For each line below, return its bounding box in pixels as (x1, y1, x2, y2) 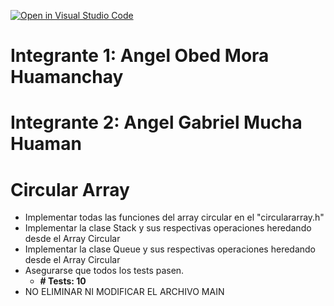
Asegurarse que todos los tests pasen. (24, 265, 185, 277)
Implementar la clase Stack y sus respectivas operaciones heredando (24, 222, 312, 234)
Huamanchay (10, 66, 124, 89)
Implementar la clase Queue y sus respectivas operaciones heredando (24, 243, 317, 255)
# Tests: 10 (39, 275, 87, 287)
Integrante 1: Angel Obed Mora (10, 45, 270, 67)
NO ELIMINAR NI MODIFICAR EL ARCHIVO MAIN (24, 286, 225, 298)
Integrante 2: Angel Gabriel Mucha (10, 111, 303, 134)
